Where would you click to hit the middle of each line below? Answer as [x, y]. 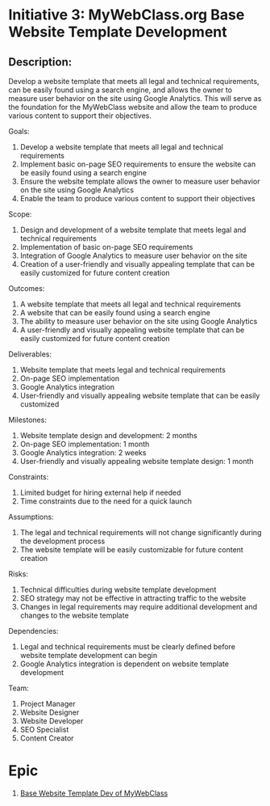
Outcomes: [27, 288]
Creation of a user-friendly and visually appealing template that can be [137, 264]
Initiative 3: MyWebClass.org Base [127, 15]
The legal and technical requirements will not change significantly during [141, 532]
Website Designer [50, 712]
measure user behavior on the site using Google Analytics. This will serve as [135, 98]
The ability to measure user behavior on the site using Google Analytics [139, 321]
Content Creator [47, 738]
